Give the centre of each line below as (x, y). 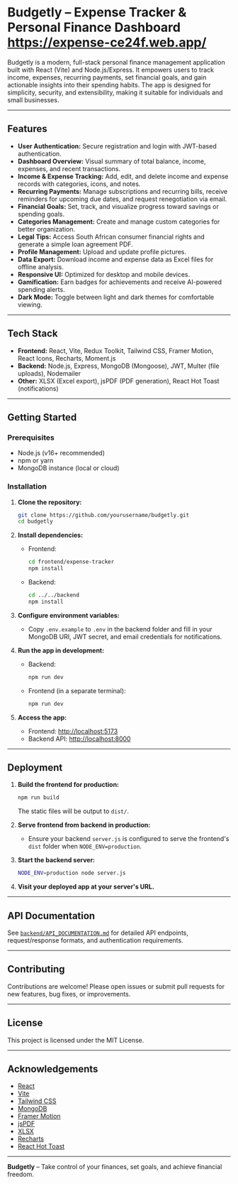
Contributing (36, 969)
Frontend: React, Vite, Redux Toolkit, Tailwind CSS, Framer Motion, (115, 351)
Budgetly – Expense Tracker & (97, 12)
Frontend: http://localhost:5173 (73, 731)
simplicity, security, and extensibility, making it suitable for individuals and (115, 92)
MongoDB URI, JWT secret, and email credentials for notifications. (125, 636)
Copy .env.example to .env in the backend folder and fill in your (120, 629)
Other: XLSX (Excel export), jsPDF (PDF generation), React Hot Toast (118, 381)
